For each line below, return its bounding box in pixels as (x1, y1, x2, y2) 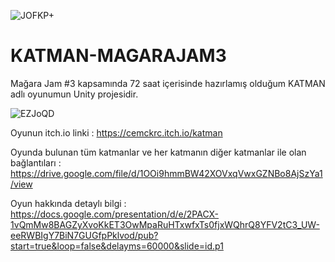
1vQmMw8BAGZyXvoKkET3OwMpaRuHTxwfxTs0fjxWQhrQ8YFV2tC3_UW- (10, 218, 320, 230)
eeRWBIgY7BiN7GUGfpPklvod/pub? (10, 229, 159, 241)
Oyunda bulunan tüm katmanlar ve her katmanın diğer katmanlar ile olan (10, 146, 307, 158)
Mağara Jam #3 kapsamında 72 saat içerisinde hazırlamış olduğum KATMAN (10, 77, 326, 89)
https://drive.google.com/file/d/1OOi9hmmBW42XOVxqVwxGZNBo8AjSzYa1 (10, 167, 323, 179)
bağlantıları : (10, 156, 62, 169)
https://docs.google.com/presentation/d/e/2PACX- (10, 208, 220, 220)
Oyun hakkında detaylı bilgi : (10, 197, 127, 209)
